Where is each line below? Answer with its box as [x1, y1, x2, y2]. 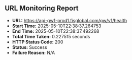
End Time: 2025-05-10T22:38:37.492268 [12, 28, 100, 34]
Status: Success [12, 44, 47, 50]
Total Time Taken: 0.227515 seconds [12, 33, 90, 39]
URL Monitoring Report [5, 4, 79, 13]
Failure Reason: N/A [12, 49, 55, 55]
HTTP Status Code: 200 [12, 39, 63, 45]
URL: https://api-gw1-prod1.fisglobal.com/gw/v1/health [12, 17, 127, 23]
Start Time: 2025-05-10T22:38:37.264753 [12, 23, 102, 29]
